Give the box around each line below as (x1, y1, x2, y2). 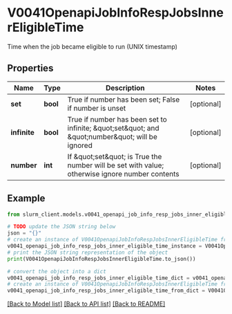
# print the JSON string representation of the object (7, 249, 168, 256)
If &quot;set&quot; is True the (67, 151, 162, 161)
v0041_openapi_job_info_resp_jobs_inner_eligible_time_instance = (7, 243, 202, 250)
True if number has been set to (67, 114, 167, 124)
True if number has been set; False (67, 95, 180, 104)
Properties (7, 62, 54, 74)
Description (106, 83, 145, 93)
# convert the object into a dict (7, 268, 107, 275)
